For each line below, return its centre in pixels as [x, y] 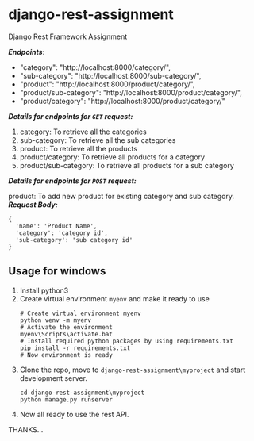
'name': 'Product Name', [56, 226]
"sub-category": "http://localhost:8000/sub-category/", [110, 75]
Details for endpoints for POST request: [73, 181]
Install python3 [44, 290]
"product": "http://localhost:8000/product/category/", [108, 84]
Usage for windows [57, 271]
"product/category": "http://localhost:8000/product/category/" [123, 101]
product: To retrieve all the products [78, 148]
